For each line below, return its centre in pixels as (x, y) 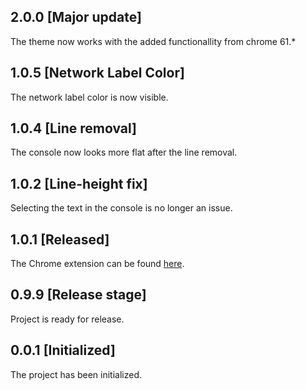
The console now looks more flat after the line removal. (124, 152)
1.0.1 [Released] (60, 239)
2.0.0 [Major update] (76, 17)
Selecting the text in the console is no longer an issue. (121, 208)
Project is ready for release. (67, 319)
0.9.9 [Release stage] (78, 295)
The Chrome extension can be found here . (97, 264)
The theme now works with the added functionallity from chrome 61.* (153, 41)
